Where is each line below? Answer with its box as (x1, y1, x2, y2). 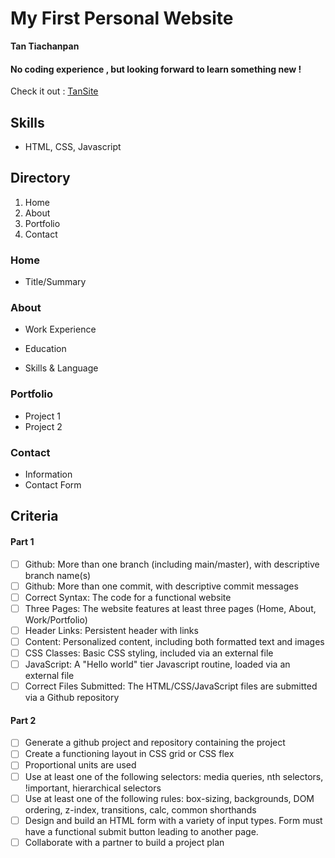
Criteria (10, 508, 59, 525)
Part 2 (10, 714, 37, 726)
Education (24, 343, 67, 355)
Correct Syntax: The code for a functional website (24, 591, 232, 603)
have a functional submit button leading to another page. (24, 825, 259, 837)
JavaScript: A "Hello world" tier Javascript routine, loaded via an (24, 658, 291, 670)
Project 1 (24, 410, 61, 422)
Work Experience (24, 323, 97, 336)
